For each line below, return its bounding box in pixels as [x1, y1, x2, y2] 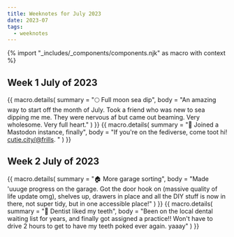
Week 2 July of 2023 [7, 155, 100, 168]
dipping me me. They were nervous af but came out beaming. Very [7, 113, 200, 122]
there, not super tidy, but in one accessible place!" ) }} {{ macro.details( [7, 199, 213, 208]
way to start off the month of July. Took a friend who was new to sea [7, 106, 205, 114]
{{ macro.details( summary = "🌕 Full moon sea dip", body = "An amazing [7, 96, 217, 104]
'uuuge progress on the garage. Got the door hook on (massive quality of [7, 185, 218, 193]
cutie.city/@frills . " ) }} [7, 136, 71, 144]
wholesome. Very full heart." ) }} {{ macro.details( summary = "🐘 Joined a [7, 120, 219, 129]
